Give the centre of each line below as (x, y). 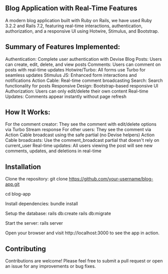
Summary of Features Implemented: (63, 47)
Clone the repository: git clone (37, 179)
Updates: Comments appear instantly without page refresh (66, 96)
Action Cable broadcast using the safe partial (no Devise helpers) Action (80, 135)
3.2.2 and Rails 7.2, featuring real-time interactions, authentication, (74, 26)
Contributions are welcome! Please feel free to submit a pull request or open (84, 261)
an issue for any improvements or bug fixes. (51, 266)
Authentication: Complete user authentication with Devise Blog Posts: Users (83, 59)
